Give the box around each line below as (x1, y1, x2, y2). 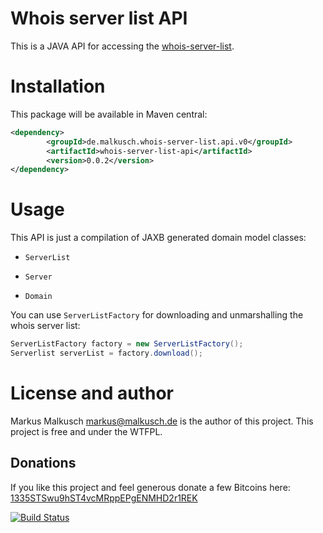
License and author (10, 382, 174, 405)
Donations (10, 455, 77, 472)
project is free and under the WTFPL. (10, 425, 163, 437)
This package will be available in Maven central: (10, 108, 208, 120)
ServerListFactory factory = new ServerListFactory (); (10, 339, 244, 349)
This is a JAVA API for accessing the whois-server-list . (10, 40, 235, 52)
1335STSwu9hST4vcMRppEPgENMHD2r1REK (10, 492, 198, 504)
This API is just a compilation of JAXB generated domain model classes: (10, 232, 307, 244)
